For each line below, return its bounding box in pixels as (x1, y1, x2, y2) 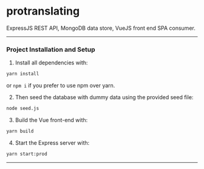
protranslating (6, 4, 80, 18)
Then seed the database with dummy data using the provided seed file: (15, 94, 194, 101)
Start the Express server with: (15, 139, 90, 147)
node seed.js (6, 105, 39, 112)
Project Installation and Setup (6, 45, 95, 53)
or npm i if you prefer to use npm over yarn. (6, 82, 115, 89)
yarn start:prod (6, 151, 47, 157)
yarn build (6, 128, 34, 134)
